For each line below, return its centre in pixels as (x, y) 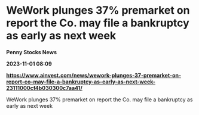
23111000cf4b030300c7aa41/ (44, 88)
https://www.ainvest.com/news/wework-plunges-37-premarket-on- (94, 75)
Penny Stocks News (32, 52)
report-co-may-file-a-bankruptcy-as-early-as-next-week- (81, 82)
